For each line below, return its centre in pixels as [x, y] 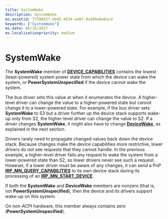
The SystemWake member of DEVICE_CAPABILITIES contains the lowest [81, 71]
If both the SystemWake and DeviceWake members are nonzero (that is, [80, 185]
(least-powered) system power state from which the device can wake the [80, 77]
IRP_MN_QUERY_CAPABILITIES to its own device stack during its [72, 170]
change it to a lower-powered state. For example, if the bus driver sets [77, 107]
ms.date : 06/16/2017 [27, 28]
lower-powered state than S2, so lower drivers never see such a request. [80, 160]
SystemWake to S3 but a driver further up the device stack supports [76, 113]
